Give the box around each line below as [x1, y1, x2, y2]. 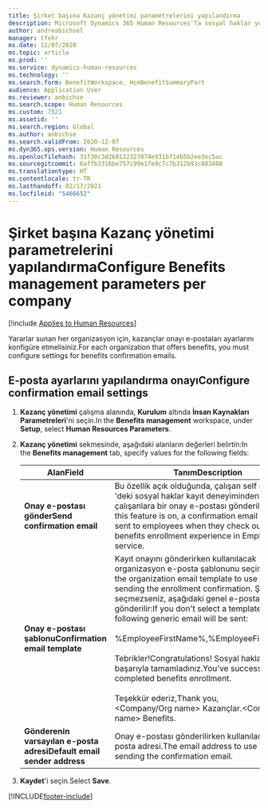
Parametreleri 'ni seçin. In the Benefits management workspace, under [19, 416, 253, 425]
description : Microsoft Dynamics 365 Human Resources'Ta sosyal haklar [8, 19, 251, 27]
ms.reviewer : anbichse [8, 93, 84, 101]
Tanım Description [173, 467, 243, 479]
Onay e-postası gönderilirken [114, 731, 226, 742]
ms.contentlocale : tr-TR [8, 175, 91, 183]
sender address [23, 755, 85, 767]
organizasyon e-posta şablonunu [114, 563, 240, 574]
